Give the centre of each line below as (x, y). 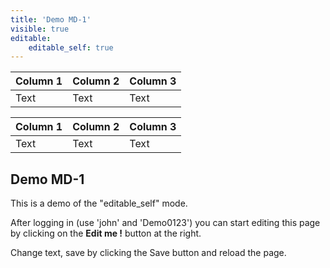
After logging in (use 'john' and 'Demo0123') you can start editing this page (165, 223)
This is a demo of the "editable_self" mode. (99, 203)
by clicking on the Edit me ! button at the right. (106, 233)
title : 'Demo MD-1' (51, 19)
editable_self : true (71, 47)
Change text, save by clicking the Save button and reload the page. (148, 253)
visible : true (40, 29)
